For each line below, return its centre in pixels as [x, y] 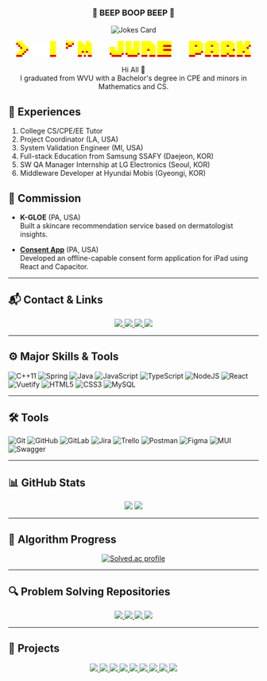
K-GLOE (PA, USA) [50, 217]
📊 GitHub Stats [47, 483]
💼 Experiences [44, 112]
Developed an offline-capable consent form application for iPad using [134, 258]
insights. [33, 234]
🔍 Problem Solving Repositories [89, 592]
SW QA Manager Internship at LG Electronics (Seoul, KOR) [115, 165]
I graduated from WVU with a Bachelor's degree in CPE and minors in [133, 78]
